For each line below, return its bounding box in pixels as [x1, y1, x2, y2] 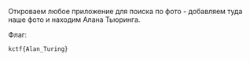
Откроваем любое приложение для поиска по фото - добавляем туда [8, 7, 243, 16]
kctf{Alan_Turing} [8, 45, 68, 53]
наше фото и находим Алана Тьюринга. [8, 15, 141, 24]
